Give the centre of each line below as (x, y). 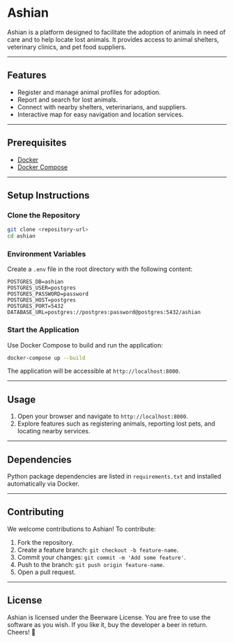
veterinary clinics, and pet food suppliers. (67, 47)
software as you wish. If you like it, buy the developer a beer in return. (107, 624)
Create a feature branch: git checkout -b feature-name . (98, 550)
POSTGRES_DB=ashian (36, 282)
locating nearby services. (54, 431)
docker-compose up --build (46, 358)
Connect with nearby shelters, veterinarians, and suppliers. (102, 107)
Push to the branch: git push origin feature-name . (91, 564)
